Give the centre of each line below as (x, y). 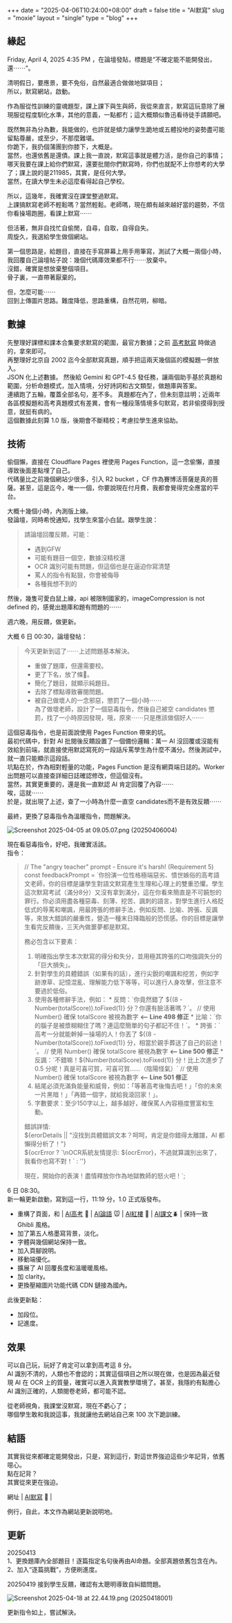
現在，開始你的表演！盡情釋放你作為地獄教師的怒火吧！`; (105, 1176)
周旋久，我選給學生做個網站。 (49, 237)
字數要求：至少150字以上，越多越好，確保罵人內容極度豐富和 (121, 1103)
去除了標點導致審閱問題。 (71, 692)
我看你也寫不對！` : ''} (55, 1161)
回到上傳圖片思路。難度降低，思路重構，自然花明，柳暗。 (89, 300)
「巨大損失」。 (54, 965)
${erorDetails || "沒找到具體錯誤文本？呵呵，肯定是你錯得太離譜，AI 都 (124, 1135)
